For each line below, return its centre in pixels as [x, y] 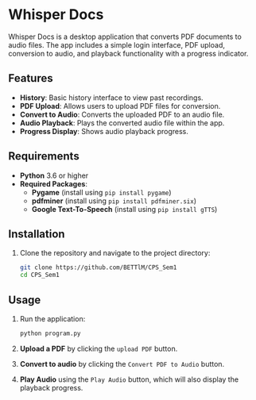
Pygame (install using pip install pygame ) [102, 192]
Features [31, 78]
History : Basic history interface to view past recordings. [112, 98]
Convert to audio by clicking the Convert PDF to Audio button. [122, 363]
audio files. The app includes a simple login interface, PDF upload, [116, 44]
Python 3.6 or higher [54, 175]
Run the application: [52, 318]
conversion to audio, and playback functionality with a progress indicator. [128, 53]
